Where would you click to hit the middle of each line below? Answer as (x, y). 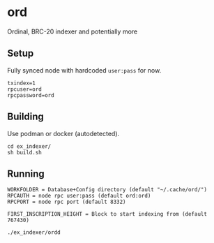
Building (25, 117)
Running (26, 174)
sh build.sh (24, 152)
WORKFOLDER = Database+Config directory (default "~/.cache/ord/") (107, 190)
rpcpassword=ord (31, 95)
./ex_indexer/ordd (34, 233)
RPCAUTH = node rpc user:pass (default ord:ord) (79, 196)
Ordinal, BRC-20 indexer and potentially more (72, 31)
